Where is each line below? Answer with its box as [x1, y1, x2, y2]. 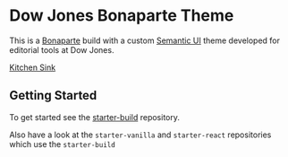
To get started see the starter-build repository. [9, 111, 181, 122]
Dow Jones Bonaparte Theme [9, 5, 234, 26]
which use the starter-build [9, 138, 116, 149]
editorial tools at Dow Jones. [9, 44, 114, 55]
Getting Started [9, 88, 97, 103]
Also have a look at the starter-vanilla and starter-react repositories [9, 129, 272, 140]
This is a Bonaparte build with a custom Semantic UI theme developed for [9, 35, 280, 46]
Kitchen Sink [9, 62, 56, 73]
